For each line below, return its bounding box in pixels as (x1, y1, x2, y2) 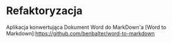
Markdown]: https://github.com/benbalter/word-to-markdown (6, 29, 155, 37)
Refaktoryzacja (6, 4, 83, 18)
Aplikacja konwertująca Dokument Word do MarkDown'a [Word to (6, 24, 167, 31)
